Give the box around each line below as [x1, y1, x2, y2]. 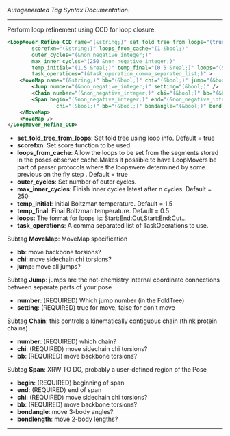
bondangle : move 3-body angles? [16, 408, 114, 416]
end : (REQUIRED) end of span [16, 386, 102, 394]
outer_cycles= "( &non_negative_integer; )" [31, 51, 152, 58]
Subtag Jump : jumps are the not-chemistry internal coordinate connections [7, 276, 220, 284]
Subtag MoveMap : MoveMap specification [7, 234, 128, 243]
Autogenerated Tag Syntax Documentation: [7, 6, 130, 14]
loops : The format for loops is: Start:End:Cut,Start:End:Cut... [16, 214, 187, 222]
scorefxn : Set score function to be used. [16, 141, 132, 149]
